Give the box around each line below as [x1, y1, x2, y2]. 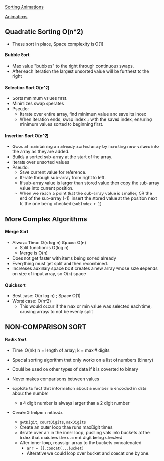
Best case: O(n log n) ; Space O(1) [12, 293, 81, 299]
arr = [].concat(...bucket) [26, 446, 84, 451]
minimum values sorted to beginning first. [19, 121, 104, 127]
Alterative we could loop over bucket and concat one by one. [26, 450, 150, 456]
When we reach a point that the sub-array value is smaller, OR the [19, 191, 153, 196]
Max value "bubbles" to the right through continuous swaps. [12, 63, 134, 69]
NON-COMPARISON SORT [5, 323, 87, 331]
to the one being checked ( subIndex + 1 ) [19, 201, 102, 207]
